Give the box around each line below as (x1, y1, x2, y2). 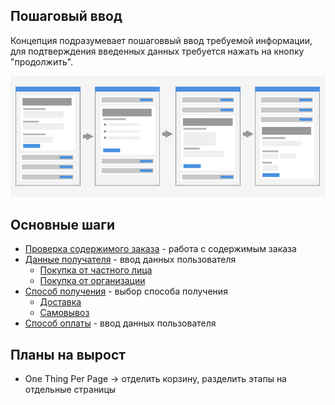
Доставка (39, 296, 82, 308)
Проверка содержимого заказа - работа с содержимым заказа (24, 243, 297, 255)
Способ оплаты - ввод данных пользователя (24, 317, 217, 329)
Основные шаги (10, 217, 116, 234)
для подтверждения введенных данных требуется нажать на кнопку (10, 45, 305, 57)
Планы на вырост (10, 346, 126, 363)
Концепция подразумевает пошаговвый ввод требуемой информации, (10, 34, 313, 46)
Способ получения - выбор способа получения (24, 285, 228, 298)
